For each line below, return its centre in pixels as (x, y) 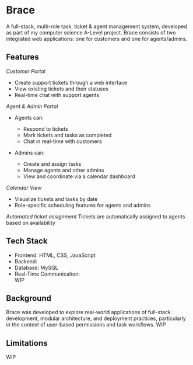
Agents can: (29, 117)
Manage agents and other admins (64, 170)
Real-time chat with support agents (57, 95)
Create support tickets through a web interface (71, 82)
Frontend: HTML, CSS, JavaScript (55, 255)
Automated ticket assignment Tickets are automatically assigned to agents (96, 216)
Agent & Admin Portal (32, 106)
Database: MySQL (36, 267)
